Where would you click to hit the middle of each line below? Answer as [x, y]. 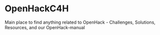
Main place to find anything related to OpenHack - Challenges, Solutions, [80, 22]
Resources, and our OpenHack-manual [45, 27]
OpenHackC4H [37, 9]
